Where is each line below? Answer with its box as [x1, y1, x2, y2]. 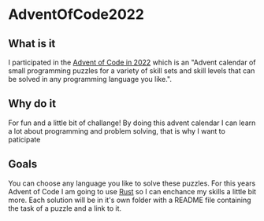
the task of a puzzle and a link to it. [8, 203, 122, 213]
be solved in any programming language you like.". [8, 75, 172, 83]
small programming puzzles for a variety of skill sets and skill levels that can [8, 66, 255, 76]
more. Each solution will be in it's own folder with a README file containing [8, 195, 251, 204]
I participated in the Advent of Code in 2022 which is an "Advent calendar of [8, 57, 256, 67]
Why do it [8, 97, 57, 111]
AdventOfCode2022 [8, 6, 144, 24]
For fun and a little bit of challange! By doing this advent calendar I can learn [8, 118, 256, 127]
